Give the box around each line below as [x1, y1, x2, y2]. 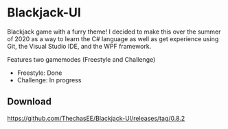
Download [7, 96, 52, 108]
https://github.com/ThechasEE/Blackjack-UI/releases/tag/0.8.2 [7, 114, 185, 122]
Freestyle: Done [16, 69, 62, 77]
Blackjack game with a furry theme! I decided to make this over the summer [7, 27, 221, 36]
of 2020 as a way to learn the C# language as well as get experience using [7, 34, 219, 43]
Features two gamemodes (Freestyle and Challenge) [7, 55, 156, 63]
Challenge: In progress [16, 75, 82, 84]
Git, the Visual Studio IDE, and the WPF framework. [7, 42, 152, 50]
